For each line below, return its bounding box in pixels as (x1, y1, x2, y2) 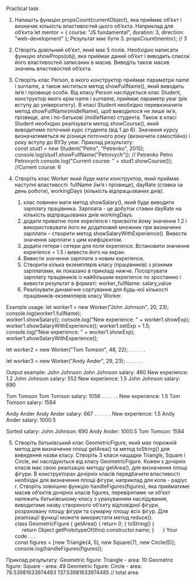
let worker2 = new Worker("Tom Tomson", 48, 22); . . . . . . (6, 346, 146, 353)
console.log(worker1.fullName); (6, 310, 82, 317)
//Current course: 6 (14, 164, 61, 171)
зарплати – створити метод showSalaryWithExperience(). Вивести (23, 230, 187, 237)
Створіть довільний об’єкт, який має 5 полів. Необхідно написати (14, 46, 178, 53)
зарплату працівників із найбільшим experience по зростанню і (23, 274, 181, 280)
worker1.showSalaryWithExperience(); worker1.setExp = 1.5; (6, 322, 151, 329)
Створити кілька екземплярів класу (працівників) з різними (23, 261, 173, 268)
